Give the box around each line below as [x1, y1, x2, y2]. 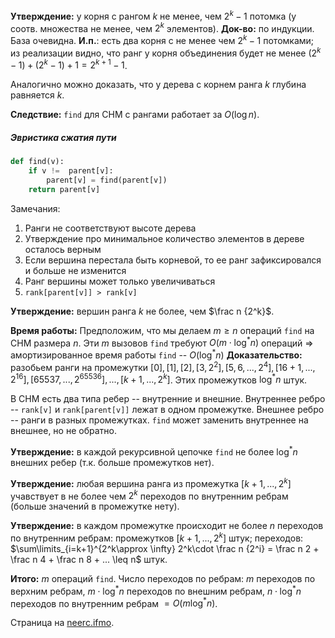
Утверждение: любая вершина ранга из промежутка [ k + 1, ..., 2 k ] [10, 476, 292, 489]
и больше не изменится [24, 264, 127, 276]
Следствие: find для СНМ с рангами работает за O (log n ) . [10, 109, 260, 121]
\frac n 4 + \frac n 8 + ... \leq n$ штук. [10, 554, 168, 565]
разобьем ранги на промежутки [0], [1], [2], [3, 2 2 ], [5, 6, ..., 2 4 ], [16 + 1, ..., [10, 360, 316, 373]
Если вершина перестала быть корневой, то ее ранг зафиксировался [24, 254, 322, 266]
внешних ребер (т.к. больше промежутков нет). [10, 457, 215, 469]
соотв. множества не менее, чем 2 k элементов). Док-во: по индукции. [10, 20, 315, 34]
